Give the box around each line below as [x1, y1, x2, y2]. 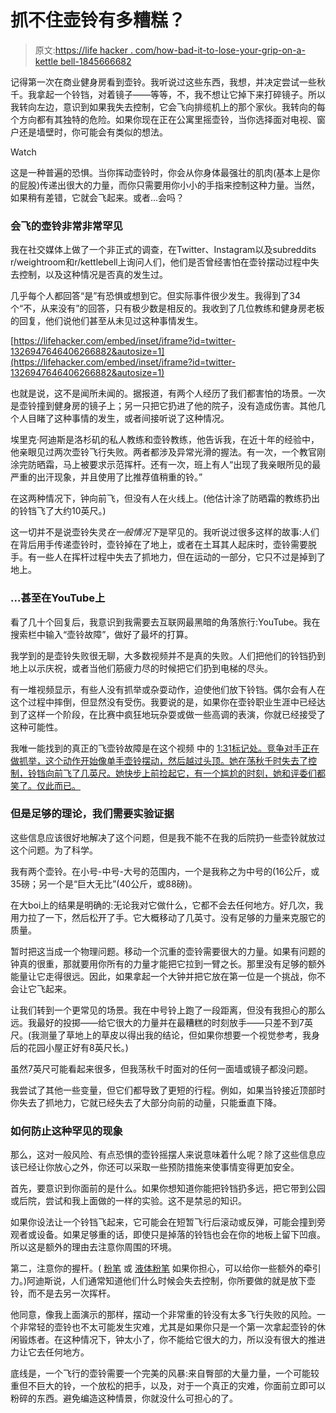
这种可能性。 [10, 721, 63, 733]
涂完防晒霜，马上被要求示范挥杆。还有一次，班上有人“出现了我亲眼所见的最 [10, 459, 322, 471]
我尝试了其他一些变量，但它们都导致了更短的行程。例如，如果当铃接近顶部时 [10, 1084, 326, 1096]
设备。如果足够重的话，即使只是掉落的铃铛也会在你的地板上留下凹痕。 [36, 1229, 326, 1241]
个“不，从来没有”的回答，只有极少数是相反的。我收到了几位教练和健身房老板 [10, 302, 325, 315]
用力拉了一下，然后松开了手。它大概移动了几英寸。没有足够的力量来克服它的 [10, 911, 326, 923]
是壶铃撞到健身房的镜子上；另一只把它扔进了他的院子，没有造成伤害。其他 [10, 400, 317, 412]
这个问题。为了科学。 [10, 844, 98, 856]
